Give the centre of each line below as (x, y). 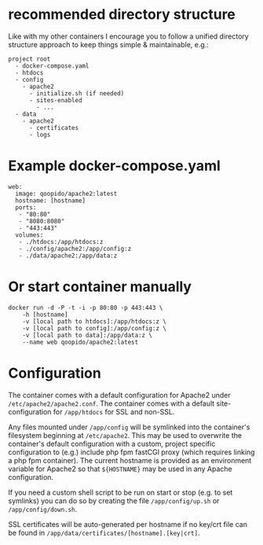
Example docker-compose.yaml (115, 166)
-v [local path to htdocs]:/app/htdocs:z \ (95, 321)
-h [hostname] (45, 315)
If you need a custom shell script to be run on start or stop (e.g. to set (121, 492)
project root (29, 59)
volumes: (29, 235)
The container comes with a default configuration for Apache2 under (120, 395)
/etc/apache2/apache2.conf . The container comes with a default (111, 403)
